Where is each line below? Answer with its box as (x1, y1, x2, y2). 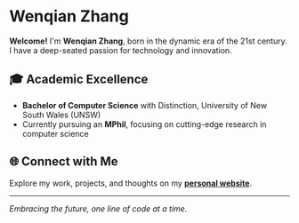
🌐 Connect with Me (9, 154, 118, 170)
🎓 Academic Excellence (9, 72, 149, 87)
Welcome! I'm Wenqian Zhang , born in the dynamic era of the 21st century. (9, 36, 287, 46)
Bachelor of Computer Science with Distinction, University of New (21, 100, 268, 110)
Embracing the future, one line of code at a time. (9, 203, 188, 214)
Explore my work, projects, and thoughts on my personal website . (9, 178, 252, 188)
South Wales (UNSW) (21, 109, 101, 120)
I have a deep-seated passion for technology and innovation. (9, 44, 233, 55)
